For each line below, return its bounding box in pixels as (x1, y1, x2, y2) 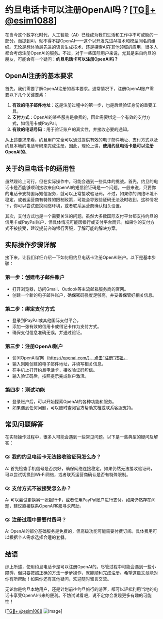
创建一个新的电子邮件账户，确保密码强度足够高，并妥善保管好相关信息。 (12, 292, 157, 298)
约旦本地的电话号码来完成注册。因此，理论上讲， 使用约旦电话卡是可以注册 (5, 143, 154, 148)
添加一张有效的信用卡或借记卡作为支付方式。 (12, 323, 102, 329)
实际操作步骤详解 (5, 240, 56, 249)
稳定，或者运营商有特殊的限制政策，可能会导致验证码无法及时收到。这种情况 (5, 197, 158, 202)
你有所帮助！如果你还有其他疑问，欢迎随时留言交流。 (5, 576, 112, 582)
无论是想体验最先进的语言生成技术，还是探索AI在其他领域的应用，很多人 (13, 44, 158, 50)
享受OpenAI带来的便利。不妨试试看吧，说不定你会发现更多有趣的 (13, 592, 144, 599)
